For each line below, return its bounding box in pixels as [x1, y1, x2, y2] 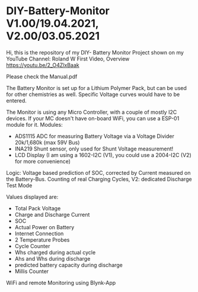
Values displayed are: [6, 193, 59, 200]
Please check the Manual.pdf [6, 73, 78, 80]
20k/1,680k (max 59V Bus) [14, 139, 80, 146]
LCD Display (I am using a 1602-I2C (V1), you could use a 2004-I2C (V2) [14, 151, 191, 158]
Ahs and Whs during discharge [14, 255, 91, 262]
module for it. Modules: [6, 121, 63, 128]
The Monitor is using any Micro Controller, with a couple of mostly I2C [6, 108, 177, 115]
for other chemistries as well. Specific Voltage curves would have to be [6, 91, 180, 98]
